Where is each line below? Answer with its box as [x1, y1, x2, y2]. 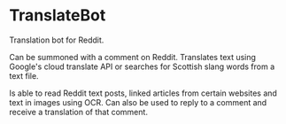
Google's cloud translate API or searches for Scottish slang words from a [9, 61, 275, 72]
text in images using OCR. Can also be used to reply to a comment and [9, 97, 267, 107]
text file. [9, 70, 39, 81]
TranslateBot [9, 5, 106, 26]
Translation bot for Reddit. [9, 35, 104, 45]
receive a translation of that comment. [9, 106, 149, 117]
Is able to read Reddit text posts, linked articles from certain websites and [9, 88, 277, 98]
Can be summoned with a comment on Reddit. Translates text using [9, 51, 257, 62]
